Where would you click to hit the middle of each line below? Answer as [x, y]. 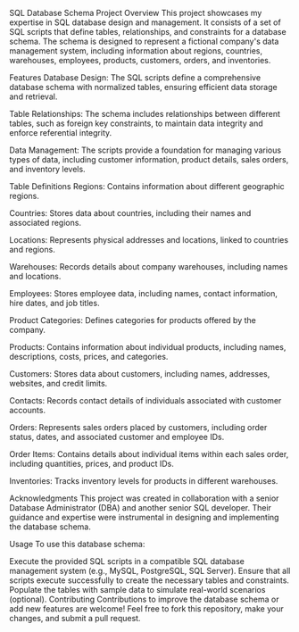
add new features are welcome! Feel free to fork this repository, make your [146, 609]
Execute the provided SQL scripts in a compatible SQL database [127, 561]
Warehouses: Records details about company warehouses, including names [149, 266]
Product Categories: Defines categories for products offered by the [133, 320]
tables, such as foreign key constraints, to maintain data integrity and [136, 123]
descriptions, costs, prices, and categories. [89, 357]
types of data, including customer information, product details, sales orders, [149, 159]
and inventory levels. [48, 169]
